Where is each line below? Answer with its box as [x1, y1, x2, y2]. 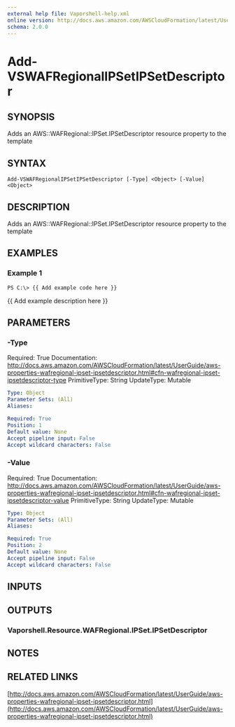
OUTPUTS [7, 604, 52, 616]
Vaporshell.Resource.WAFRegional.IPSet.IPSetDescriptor [7, 625, 208, 635]
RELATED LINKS [7, 671, 78, 683]
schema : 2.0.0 [7, 23, 49, 30]
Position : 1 [7, 422, 42, 429]
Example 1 [7, 268, 43, 278]
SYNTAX [7, 157, 47, 169]
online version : [7, 17, 55, 24]
